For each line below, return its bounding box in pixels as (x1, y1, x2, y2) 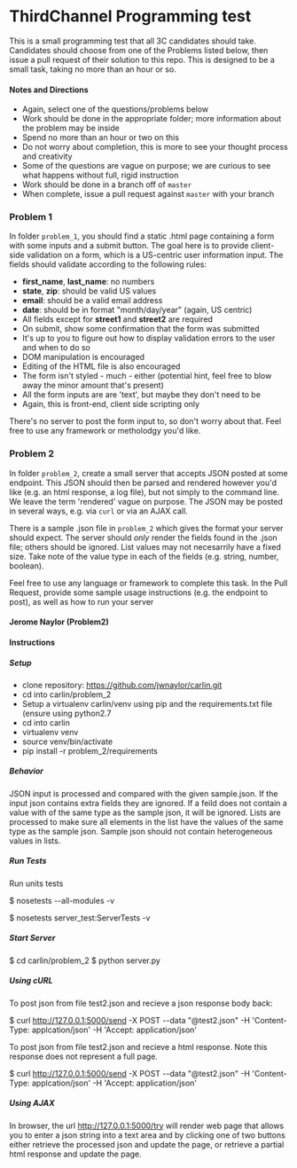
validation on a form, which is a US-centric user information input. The (26, 250, 284, 261)
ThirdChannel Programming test (9, 6, 252, 27)
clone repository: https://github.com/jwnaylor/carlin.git (21, 679, 223, 690)
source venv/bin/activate (21, 736, 113, 747)
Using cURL (9, 976, 53, 986)
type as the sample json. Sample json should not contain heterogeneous (9, 826, 273, 836)
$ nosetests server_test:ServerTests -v (9, 912, 151, 923)
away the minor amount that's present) (21, 380, 164, 391)
